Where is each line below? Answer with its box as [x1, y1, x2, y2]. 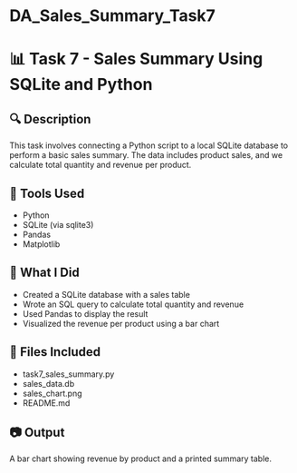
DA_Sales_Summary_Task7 [9, 5, 216, 26]
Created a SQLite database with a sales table [22, 289, 190, 300]
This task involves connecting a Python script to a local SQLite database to [9, 140, 289, 151]
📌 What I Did [9, 265, 80, 281]
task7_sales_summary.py [22, 369, 115, 379]
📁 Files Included [9, 344, 101, 360]
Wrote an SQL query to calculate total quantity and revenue [22, 299, 244, 310]
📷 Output [9, 425, 65, 440]
